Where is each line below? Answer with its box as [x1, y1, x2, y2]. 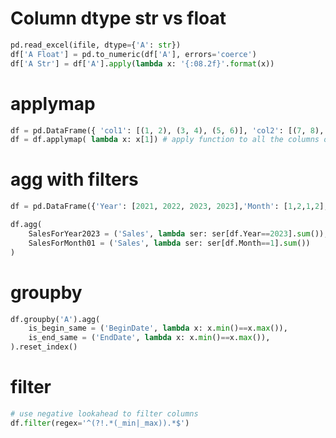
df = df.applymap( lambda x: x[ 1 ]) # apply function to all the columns [10, 135, 320, 145]
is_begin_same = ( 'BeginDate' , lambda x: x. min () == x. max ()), [28, 323, 288, 334]
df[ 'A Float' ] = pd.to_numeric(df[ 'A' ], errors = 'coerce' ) [10, 49, 257, 59]
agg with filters [10, 168, 139, 191]
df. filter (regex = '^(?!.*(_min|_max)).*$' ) [10, 418, 190, 428]
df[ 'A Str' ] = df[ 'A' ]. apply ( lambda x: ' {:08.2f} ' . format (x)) [10, 58, 275, 69]
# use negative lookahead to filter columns [10, 408, 199, 419]
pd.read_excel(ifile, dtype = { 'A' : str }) [10, 40, 182, 50]
